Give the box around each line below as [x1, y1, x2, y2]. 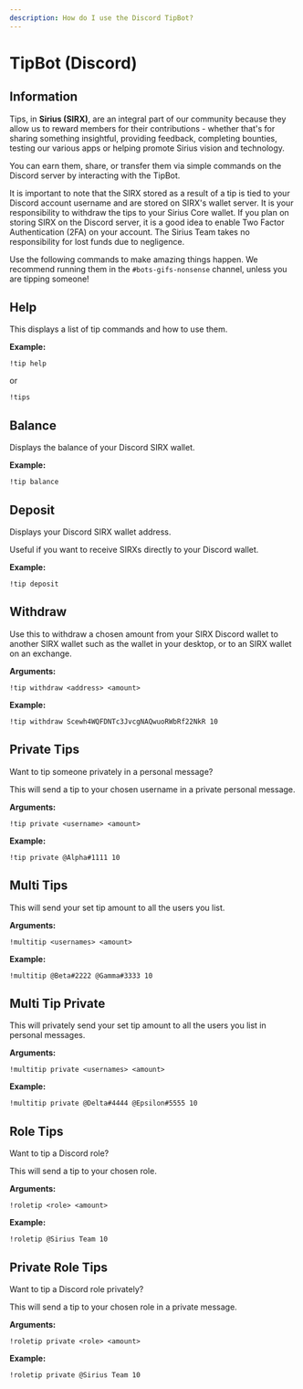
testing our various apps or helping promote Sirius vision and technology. [9, 143, 286, 154]
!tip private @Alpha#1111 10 [9, 853, 120, 862]
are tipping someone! [9, 273, 89, 284]
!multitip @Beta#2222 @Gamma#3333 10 [9, 970, 153, 981]
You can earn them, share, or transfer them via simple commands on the [9, 160, 282, 171]
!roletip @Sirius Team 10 [9, 1235, 108, 1244]
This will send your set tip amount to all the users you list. [9, 902, 225, 913]
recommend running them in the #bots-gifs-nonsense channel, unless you [9, 263, 287, 274]
